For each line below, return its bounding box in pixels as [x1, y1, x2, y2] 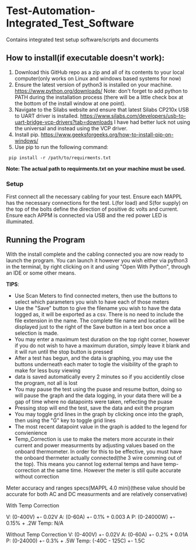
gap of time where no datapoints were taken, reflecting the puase [14, 398, 173, 405]
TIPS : [6, 281, 19, 288]
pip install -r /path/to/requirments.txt [8, 154, 111, 161]
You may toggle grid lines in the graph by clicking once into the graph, [14, 410, 184, 417]
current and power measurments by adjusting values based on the [14, 441, 175, 448]
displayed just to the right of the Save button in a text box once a [14, 323, 171, 330]
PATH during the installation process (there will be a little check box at [14, 93, 184, 100]
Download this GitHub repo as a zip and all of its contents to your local [14, 69, 184, 76]
